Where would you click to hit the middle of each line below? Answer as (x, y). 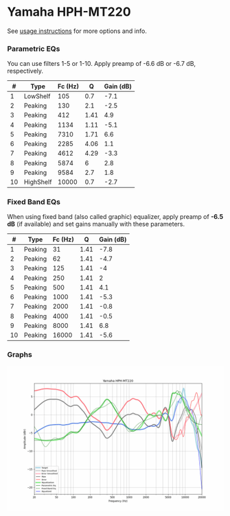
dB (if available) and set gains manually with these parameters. (96, 224)
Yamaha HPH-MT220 (69, 12)
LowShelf (37, 96)
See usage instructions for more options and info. (77, 31)
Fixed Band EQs (34, 202)
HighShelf (38, 182)
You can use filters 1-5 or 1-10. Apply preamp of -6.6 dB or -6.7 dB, (102, 64)
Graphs (20, 355)
